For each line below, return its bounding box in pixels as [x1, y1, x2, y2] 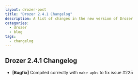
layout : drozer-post [5, 7, 47, 12]
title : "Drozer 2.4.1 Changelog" [5, 12, 73, 16]
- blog [9, 30, 23, 34]
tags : [5, 34, 16, 39]
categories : [5, 20, 29, 26]
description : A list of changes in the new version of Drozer [5, 16, 133, 21]
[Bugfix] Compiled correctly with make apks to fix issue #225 [12, 69, 133, 75]
